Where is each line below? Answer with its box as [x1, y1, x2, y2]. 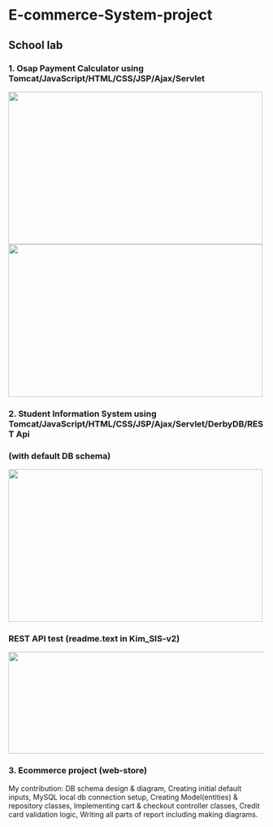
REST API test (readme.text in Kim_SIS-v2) [8, 633, 180, 645]
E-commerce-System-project [8, 6, 213, 24]
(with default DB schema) [8, 450, 111, 462]
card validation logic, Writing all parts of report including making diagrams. [8, 809, 258, 819]
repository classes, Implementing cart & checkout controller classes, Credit [8, 800, 260, 811]
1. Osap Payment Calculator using [8, 63, 144, 74]
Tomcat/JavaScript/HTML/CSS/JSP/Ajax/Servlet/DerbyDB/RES [8, 418, 264, 429]
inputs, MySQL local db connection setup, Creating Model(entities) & [8, 792, 238, 802]
